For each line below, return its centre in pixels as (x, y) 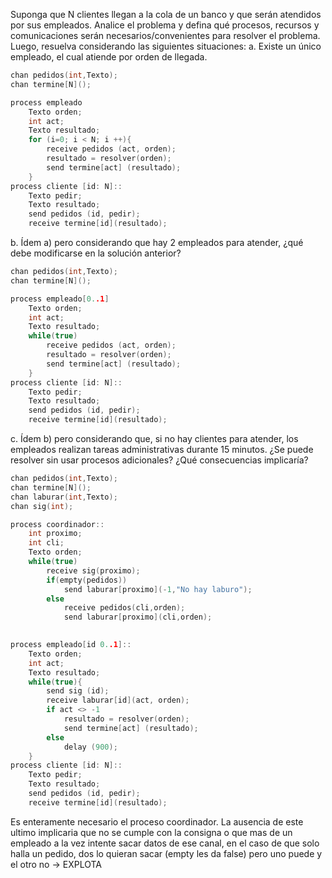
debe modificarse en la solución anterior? (96, 253)
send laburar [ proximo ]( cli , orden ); (138, 617)
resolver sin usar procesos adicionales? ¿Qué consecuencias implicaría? (159, 460)
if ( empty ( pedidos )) (87, 580)
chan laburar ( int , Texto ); (64, 497)
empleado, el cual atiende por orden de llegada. (109, 57)
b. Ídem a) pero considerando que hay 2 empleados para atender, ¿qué (157, 242)
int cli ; (46, 543)
